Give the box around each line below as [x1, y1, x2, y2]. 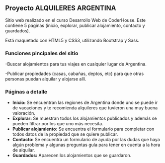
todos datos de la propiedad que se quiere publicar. [12, 131, 118, 137]
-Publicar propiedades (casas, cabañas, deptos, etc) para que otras [5, 71, 144, 77]
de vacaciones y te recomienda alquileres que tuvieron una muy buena [12, 105, 158, 111]
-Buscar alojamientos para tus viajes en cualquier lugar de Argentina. [5, 61, 147, 67]
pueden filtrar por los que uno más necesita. [12, 121, 103, 127]
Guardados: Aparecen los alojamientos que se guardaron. [12, 153, 132, 159]
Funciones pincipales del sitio [5, 50, 79, 57]
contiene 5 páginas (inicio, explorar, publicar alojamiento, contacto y [5, 22, 145, 28]
